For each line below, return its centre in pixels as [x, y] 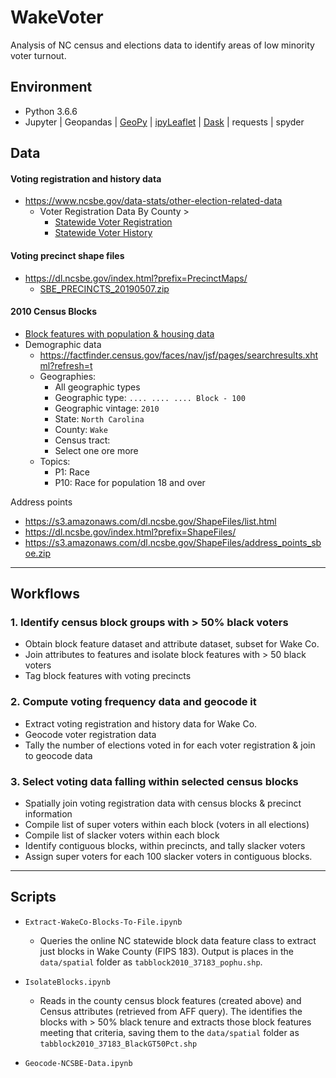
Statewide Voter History [103, 233]
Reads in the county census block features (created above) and [170, 1000]
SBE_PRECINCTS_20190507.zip [104, 288]
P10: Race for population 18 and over [130, 482]
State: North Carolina [99, 418]
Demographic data [63, 344]
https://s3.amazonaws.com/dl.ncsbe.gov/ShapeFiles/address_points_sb [173, 542]
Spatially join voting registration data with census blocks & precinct [163, 803]
